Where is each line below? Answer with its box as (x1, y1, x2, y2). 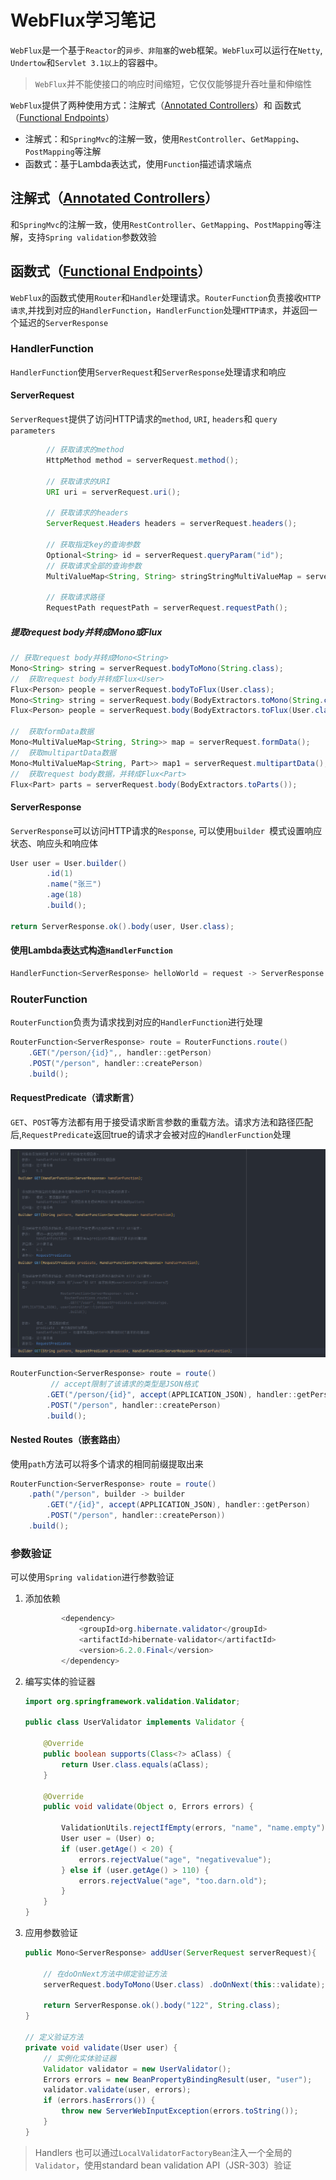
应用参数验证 (24, 1927, 78, 1939)
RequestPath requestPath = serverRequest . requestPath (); (46, 603, 288, 613)
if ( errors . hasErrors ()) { (43, 2096, 156, 2106)
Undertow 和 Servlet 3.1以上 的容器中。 (10, 56, 163, 68)
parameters (10, 426, 56, 436)
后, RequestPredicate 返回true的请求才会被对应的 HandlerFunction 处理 (10, 1128, 292, 1140)
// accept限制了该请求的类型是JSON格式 (50, 1379, 199, 1389)
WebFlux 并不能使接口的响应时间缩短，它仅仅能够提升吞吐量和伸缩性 (34, 77, 312, 90)
